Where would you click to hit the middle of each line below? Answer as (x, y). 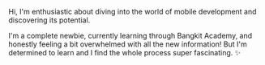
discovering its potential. (49, 20)
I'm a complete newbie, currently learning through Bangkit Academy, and (130, 36)
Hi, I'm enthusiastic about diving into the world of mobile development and (132, 12)
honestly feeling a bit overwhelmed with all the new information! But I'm (128, 44)
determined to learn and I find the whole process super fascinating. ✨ (125, 53)
